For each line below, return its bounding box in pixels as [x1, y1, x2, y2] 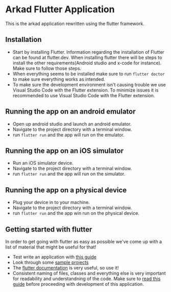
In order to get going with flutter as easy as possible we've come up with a [5, 239, 162, 244]
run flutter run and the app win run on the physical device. [12, 210, 139, 216]
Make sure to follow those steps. [12, 65, 82, 71]
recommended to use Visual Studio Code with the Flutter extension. [12, 92, 155, 98]
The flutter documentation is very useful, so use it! [12, 265, 119, 271]
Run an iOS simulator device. [12, 160, 74, 166]
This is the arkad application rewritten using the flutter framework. [5, 20, 144, 27]
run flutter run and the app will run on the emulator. [12, 131, 125, 138]
